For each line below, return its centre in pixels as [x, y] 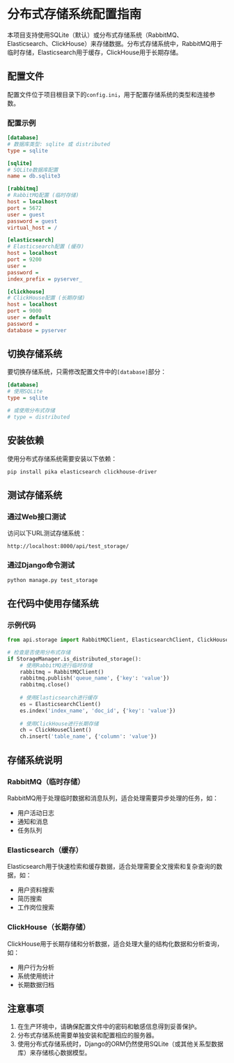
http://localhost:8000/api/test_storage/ [68, 546]
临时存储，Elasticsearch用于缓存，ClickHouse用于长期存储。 [95, 52]
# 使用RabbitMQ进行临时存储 [56, 666]
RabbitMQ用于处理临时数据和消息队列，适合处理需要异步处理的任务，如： [113, 798]
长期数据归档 [36, 984]
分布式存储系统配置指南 [75, 14]
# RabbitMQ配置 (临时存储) [43, 196]
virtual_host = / [32, 228]
